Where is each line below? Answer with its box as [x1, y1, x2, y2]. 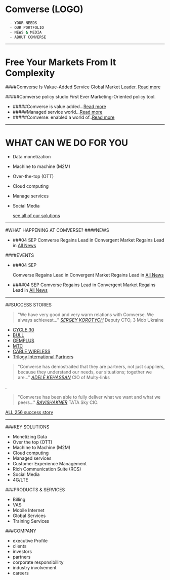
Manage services [12, 193, 49, 199]
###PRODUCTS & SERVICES [5, 487, 65, 493]
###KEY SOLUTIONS [5, 424, 50, 430]
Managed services [12, 455, 52, 461]
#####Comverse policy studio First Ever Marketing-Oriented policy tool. [5, 94, 156, 100]
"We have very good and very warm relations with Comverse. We [17, 312, 154, 318]
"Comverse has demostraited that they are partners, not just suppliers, [17, 364, 165, 370]
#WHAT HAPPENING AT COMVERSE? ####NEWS [5, 227, 109, 233]
